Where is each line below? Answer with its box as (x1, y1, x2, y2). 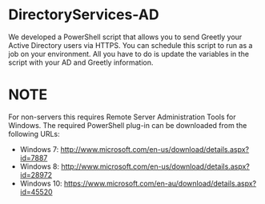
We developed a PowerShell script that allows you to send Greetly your (8, 32, 243, 42)
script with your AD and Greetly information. (8, 58, 154, 67)
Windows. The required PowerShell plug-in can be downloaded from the (8, 120, 247, 130)
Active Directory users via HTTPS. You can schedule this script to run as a (8, 40, 253, 50)
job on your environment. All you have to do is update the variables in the (8, 49, 250, 58)
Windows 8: (19, 162, 60, 171)
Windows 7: (19, 144, 59, 154)
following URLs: (8, 129, 60, 138)
